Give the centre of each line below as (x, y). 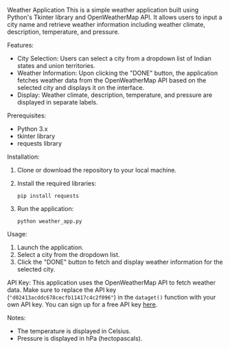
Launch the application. (50, 247)
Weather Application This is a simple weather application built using (103, 10)
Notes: (16, 318)
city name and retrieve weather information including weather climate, (106, 24)
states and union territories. (56, 66)
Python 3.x (32, 129)
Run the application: (45, 209)
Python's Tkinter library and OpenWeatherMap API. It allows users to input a (115, 17)
